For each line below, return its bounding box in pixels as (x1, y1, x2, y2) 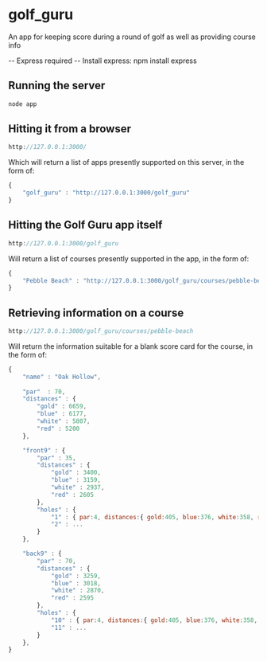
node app (8, 100, 37, 108)
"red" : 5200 (37, 424, 80, 432)
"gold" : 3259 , (50, 572, 102, 580)
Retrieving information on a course (8, 306, 184, 319)
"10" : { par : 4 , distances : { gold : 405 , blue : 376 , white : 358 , (50, 616, 258, 624)
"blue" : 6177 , (37, 410, 87, 418)
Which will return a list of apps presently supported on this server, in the (8, 158, 245, 167)
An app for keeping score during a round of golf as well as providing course (8, 32, 256, 41)
